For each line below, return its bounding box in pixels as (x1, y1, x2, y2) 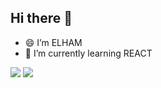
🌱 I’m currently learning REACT (24, 47, 153, 59)
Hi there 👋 (10, 10, 73, 27)
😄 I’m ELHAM (24, 36, 83, 48)
